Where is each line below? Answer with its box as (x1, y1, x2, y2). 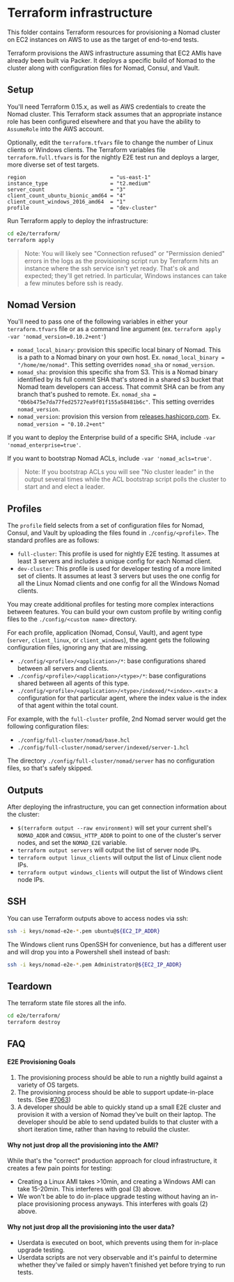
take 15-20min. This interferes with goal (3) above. (17, 1184, 162, 1193)
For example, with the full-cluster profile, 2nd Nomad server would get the (7, 715, 226, 723)
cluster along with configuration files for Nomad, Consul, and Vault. (7, 63, 201, 72)
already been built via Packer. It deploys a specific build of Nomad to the (7, 56, 216, 64)
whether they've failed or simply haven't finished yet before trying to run (17, 1260, 226, 1269)
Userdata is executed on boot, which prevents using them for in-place (17, 1239, 218, 1247)
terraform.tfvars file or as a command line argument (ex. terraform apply (7, 325, 221, 333)
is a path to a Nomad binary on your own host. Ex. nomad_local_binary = (17, 353, 225, 362)
